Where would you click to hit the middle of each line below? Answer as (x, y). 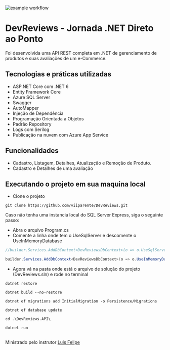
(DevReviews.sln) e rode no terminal (50, 274)
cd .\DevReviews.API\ (28, 319)
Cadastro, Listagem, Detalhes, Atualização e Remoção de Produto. (82, 163)
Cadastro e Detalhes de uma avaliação (53, 168)
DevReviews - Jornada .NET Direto (79, 28)
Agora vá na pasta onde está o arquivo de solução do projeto (76, 269)
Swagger (22, 102)
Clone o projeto (29, 196)
